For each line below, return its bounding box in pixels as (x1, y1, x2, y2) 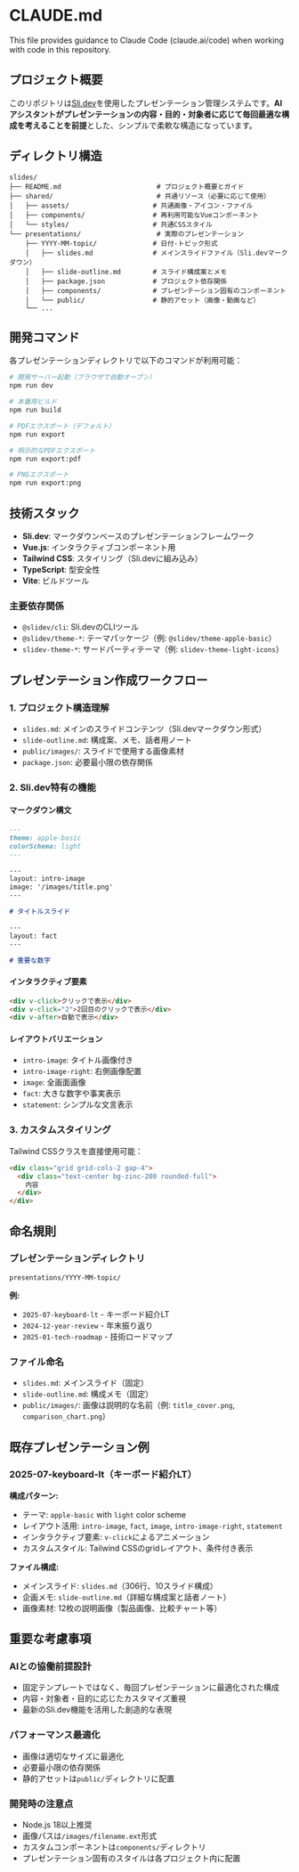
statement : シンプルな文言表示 (21, 1099, 133, 1110)
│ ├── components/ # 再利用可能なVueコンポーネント (9, 210, 260, 219)
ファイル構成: (9, 1561, 60, 1572)
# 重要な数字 (9, 956, 51, 964)
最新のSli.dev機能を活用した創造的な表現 (21, 1705, 172, 1715)
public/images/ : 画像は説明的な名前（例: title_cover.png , (21, 1400, 236, 1411)
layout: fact (9, 932, 58, 940)
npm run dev (9, 381, 53, 390)
